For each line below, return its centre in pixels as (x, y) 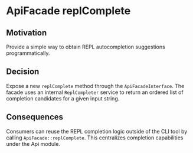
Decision (23, 72)
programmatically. (28, 53)
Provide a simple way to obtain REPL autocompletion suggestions (86, 47)
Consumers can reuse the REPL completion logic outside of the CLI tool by (97, 131)
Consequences (35, 117)
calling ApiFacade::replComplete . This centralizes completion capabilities (95, 138)
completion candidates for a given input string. (63, 98)
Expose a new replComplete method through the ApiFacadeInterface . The (95, 86)
